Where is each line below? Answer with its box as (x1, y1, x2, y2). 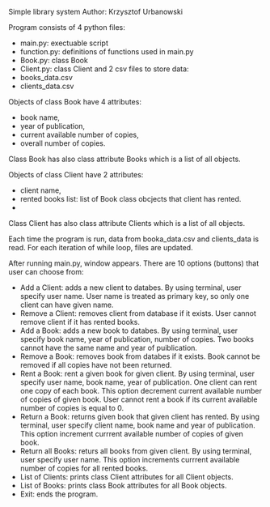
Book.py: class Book (19, 56, 89, 65)
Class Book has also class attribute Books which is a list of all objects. (8, 154, 241, 164)
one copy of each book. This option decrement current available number (19, 386, 263, 395)
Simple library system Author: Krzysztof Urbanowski (8, 7, 184, 16)
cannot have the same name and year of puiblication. (19, 343, 198, 352)
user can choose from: (8, 267, 84, 276)
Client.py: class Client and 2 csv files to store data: (19, 64, 189, 74)
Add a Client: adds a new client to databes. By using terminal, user (19, 283, 242, 292)
